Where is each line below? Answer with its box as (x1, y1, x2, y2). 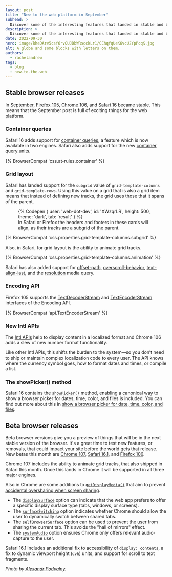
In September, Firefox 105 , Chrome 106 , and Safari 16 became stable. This (5, 102, 161, 108)
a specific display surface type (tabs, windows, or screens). (12, 502, 139, 509)
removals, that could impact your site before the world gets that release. (5, 446, 158, 452)
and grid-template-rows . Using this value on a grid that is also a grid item (5, 188, 160, 194)
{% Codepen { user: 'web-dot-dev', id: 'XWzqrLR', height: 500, (18, 208, 150, 215)
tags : (5, 60, 17, 65)
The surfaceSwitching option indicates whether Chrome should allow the (12, 508, 166, 514)
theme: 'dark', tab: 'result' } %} (18, 214, 83, 220)
